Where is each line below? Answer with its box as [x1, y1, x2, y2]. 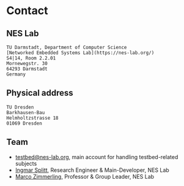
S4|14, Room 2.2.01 [6, 55, 56, 61]
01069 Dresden [6, 120, 43, 126]
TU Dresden [6, 104, 34, 110]
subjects [15, 160, 37, 167]
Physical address [6, 88, 73, 98]
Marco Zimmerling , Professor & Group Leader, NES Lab [15, 172, 155, 180]
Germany [6, 71, 26, 77]
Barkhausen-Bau [6, 109, 45, 115]
